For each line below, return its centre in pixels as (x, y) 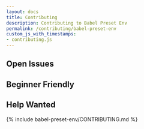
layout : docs (22, 12)
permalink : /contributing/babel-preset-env (61, 28)
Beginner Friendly (40, 84)
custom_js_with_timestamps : (41, 34)
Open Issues (30, 64)
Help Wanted (31, 105)
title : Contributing (32, 17)
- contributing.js (29, 40)
